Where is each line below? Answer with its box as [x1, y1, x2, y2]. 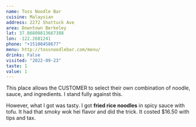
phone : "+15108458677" [6, 42, 61, 47]
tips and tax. [6, 115, 36, 122]
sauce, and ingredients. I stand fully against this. [6, 91, 123, 98]
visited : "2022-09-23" [6, 57, 61, 63]
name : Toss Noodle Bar [6, 8, 61, 15]
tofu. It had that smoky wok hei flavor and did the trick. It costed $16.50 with [6, 108, 190, 115]
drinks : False [6, 52, 41, 58]
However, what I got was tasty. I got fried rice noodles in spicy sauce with [6, 102, 185, 109]
